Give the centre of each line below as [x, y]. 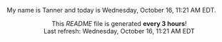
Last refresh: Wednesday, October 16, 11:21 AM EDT [119, 31]
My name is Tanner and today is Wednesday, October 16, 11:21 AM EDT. [111, 10]
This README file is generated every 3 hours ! [119, 23]
